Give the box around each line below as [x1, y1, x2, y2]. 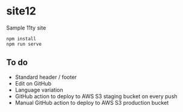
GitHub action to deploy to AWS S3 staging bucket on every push [14, 92, 178, 100]
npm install [6, 36, 36, 42]
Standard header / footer [14, 73, 77, 81]
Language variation [14, 86, 63, 93]
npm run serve [6, 41, 42, 47]
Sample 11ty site [6, 24, 47, 31]
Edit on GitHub [14, 79, 51, 87]
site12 [6, 4, 36, 18]
